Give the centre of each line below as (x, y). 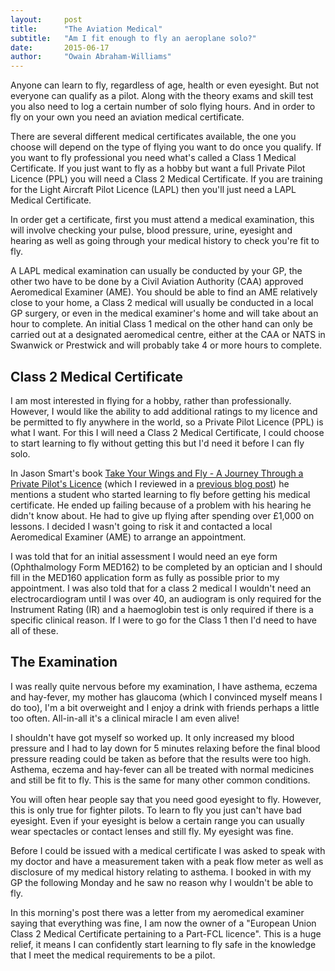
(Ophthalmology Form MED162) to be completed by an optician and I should (166, 567)
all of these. (34, 630)
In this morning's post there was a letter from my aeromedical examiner (157, 912)
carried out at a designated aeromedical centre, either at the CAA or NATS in (168, 335)
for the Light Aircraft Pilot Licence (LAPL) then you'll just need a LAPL (153, 190)
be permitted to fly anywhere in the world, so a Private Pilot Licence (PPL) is (167, 422)
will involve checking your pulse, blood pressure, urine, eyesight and (151, 230)
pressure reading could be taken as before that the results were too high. (161, 758)
